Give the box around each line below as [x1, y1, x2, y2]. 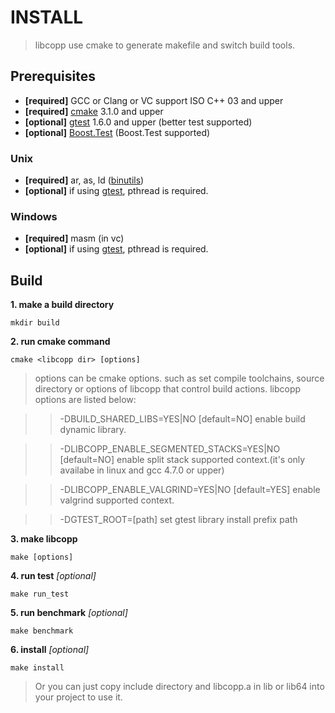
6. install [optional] [10, 644, 90, 656]
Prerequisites [10, 68, 96, 85]
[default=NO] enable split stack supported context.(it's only [59, 454, 306, 466]
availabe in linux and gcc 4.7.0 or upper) [59, 464, 225, 476]
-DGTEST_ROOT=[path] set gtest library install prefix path [59, 514, 298, 526]
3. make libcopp [10, 533, 78, 545]
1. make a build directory [10, 299, 115, 311]
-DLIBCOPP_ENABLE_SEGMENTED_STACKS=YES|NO [59, 443, 281, 455]
